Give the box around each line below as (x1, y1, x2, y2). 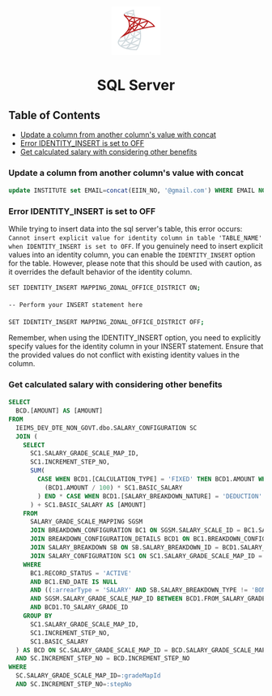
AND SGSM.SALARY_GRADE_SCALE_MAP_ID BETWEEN (29, 595, 183, 603)
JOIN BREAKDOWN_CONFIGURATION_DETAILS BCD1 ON (29, 535, 190, 544)
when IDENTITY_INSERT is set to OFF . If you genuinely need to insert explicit (8, 241, 263, 251)
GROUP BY (23, 612, 53, 621)
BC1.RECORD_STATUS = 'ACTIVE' (29, 569, 132, 577)
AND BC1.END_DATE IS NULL (29, 578, 117, 586)
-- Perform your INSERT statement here (8, 301, 143, 310)
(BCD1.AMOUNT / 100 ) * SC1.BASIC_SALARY (44, 484, 183, 492)
